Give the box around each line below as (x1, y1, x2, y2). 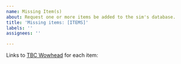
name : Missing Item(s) (6, 8, 62, 15)
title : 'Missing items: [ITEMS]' (6, 19, 89, 25)
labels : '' (6, 25, 33, 31)
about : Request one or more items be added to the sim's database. (6, 14, 176, 20)
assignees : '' (6, 31, 41, 36)
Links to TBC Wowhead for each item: (6, 52, 99, 59)
